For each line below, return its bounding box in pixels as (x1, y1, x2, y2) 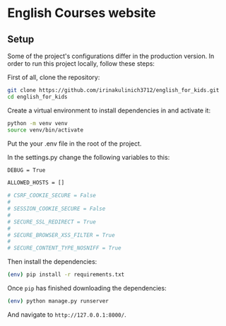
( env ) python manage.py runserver (7, 298, 109, 305)
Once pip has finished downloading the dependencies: (7, 284, 167, 292)
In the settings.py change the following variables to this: (7, 153, 170, 161)
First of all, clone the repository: (7, 73, 100, 81)
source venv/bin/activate (7, 126, 83, 134)
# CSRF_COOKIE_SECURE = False (7, 192, 97, 199)
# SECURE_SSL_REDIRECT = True (7, 218, 97, 226)
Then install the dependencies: (7, 257, 97, 266)
